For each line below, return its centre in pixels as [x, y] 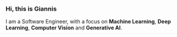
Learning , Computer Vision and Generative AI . [64, 28]
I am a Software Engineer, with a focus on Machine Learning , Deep [88, 22]
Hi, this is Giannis [31, 9]
